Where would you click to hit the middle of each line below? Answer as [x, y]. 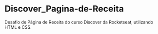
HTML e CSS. [18, 27]
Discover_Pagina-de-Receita [64, 9]
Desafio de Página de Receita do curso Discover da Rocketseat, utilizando [79, 22]
